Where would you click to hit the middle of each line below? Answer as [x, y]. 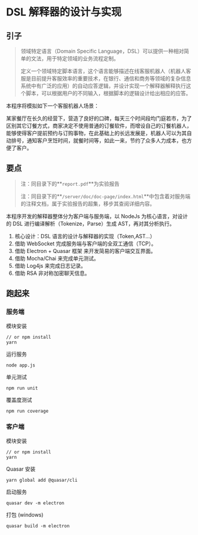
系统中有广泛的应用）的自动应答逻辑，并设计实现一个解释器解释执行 [103, 86]
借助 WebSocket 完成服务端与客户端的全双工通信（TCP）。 [85, 244]
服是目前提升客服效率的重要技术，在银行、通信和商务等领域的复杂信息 [106, 78]
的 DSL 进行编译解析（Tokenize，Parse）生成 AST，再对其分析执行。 [90, 223]
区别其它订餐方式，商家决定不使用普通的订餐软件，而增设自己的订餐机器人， [99, 126]
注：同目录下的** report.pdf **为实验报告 [70, 183]
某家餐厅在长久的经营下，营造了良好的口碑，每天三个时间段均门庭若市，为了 [99, 118]
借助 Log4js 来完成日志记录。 [50, 265]
